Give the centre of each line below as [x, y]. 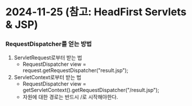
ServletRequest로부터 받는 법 [48, 58]
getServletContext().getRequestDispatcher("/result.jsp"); [91, 90]
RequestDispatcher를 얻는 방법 [49, 44]
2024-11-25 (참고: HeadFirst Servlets [96, 12]
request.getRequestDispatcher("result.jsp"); [76, 70]
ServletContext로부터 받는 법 [48, 77]
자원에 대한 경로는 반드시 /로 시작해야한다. [70, 97]
